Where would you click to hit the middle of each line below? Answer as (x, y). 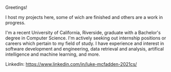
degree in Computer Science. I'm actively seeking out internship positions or (86, 38)
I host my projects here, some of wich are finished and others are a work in (84, 17)
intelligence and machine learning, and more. (53, 54)
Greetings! (16, 7)
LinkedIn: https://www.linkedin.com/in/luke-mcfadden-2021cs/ (71, 64)
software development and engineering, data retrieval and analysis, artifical (85, 49)
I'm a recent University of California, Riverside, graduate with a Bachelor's (83, 32)
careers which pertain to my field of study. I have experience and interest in (85, 43)
